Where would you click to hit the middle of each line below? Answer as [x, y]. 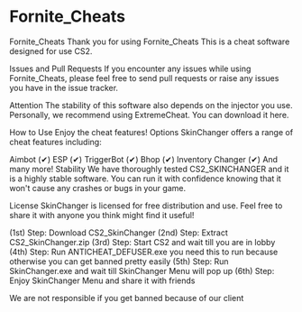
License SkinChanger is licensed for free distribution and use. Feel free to [146, 206]
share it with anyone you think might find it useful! [102, 215]
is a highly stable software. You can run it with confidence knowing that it [145, 179]
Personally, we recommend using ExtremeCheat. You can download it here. [149, 115]
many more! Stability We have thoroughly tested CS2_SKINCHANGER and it [149, 169]
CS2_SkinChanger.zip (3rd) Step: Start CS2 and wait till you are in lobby [142, 242]
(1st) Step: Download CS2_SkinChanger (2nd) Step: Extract [119, 233]
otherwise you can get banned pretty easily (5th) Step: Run [119, 261]
